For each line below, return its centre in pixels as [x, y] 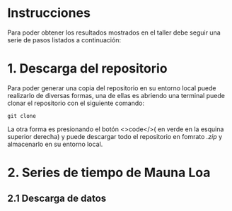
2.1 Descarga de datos [57, 199]
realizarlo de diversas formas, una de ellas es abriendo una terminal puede [116, 95]
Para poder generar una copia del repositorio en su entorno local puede [112, 88]
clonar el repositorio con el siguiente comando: [76, 103]
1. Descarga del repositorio [87, 69]
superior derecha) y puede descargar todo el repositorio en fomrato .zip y [115, 136]
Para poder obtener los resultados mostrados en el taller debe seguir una [114, 32]
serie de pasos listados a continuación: [64, 40]
